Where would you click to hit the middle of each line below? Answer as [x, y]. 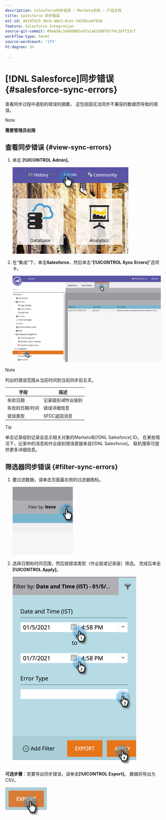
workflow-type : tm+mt [27, 37]
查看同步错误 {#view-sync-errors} [59, 147]
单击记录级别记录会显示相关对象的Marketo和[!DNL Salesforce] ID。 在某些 [80, 437]
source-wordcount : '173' [31, 42]
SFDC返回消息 [58, 416]
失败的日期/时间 [23, 408]
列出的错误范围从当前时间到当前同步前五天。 [51, 380]
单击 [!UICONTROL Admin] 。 [42, 160]
